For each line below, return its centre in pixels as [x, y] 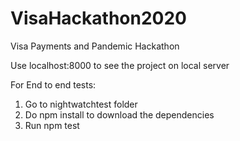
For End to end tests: [53, 84]
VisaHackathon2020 [98, 18]
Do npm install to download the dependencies [119, 114]
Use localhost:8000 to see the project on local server [120, 65]
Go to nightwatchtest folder [81, 104]
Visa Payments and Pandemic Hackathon [95, 46]
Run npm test [52, 125]
